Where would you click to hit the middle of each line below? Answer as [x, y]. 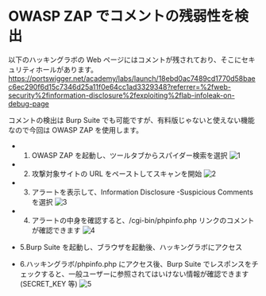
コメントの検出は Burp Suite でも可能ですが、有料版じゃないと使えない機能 [132, 120]
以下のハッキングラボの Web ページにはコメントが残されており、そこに [125, 60]
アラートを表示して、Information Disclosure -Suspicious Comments [143, 192]
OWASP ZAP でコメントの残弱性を [121, 16]
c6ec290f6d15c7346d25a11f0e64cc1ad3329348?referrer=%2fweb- [120, 86]
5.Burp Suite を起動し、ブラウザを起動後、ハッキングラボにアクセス [131, 247]
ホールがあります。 [66, 69]
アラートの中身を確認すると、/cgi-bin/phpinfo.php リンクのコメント [143, 220]
